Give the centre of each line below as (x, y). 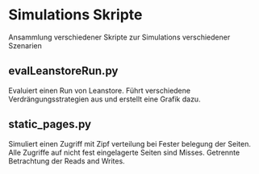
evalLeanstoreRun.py (63, 71)
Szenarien (25, 45)
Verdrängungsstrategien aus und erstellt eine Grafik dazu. (104, 99)
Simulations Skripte (75, 15)
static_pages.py (50, 124)
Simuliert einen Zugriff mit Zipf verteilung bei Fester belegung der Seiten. (130, 143)
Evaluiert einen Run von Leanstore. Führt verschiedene (100, 90)
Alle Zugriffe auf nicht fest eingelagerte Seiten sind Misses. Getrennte (124, 152)
